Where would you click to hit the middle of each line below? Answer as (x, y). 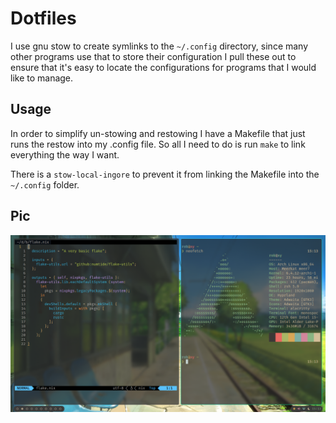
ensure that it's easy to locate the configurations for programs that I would (163, 67)
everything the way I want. (65, 154)
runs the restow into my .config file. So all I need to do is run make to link (158, 144)
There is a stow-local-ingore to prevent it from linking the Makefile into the (165, 174)
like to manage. (42, 78)
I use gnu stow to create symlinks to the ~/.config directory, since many (159, 46)
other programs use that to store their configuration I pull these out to (153, 56)
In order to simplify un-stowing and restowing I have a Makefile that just (158, 133)
